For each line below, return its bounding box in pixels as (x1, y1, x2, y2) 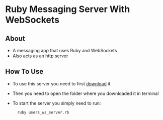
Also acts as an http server (12, 53, 68, 59)
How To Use (5, 67, 44, 76)
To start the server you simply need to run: (12, 100, 101, 106)
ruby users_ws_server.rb (17, 109, 69, 115)
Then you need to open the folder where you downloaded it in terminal (12, 90, 159, 96)
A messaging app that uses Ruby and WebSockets (12, 48, 117, 53)
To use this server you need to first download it (12, 80, 111, 86)
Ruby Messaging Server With (5, 4, 130, 15)
